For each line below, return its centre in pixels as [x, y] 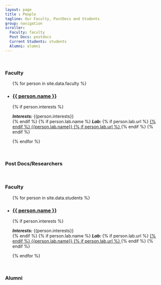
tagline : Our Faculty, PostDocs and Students [52, 19]
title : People [21, 14]
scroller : [15, 28]
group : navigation [24, 23]
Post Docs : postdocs [30, 37]
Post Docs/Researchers [34, 164]
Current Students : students [38, 42]
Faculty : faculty [27, 32]
